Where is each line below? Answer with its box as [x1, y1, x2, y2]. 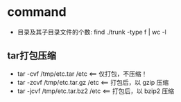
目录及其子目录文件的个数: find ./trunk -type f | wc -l [17, 28, 166, 36]
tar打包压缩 [7, 50, 57, 62]
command [7, 4, 67, 20]
